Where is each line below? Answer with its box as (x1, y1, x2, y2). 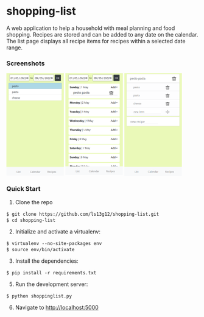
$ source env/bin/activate (6, 246, 75, 252)
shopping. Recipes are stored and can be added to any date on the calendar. (6, 30, 199, 38)
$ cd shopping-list (6, 217, 56, 223)
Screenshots (6, 59, 45, 68)
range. (6, 44, 23, 51)
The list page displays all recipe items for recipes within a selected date (6, 37, 186, 45)
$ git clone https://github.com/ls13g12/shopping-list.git (6, 211, 160, 217)
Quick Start (6, 185, 41, 193)
